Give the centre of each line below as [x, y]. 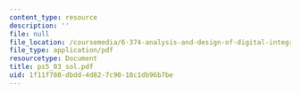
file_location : [37, 42]
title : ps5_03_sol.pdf [51, 67]
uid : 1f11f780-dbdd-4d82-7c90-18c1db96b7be [92, 75]
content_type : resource [54, 17]
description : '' [39, 26]
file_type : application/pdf [62, 50]
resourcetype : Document [54, 58]
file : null [29, 34]
